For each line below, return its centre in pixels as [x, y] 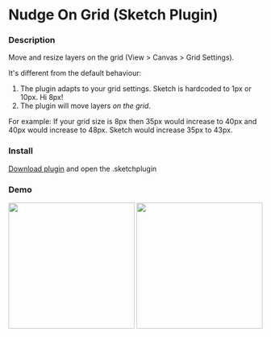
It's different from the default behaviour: [75, 73]
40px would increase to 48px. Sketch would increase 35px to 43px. [121, 130]
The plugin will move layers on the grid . [85, 106]
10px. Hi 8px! [42, 98]
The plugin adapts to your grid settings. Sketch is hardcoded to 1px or [135, 89]
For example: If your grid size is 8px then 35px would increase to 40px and [133, 122]
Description [32, 40]
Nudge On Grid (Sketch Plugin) [113, 15]
